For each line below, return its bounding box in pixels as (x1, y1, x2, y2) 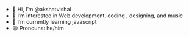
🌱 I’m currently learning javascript (12, 18, 97, 25)
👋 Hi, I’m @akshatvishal (12, 6, 71, 13)
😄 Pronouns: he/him (12, 24, 64, 32)
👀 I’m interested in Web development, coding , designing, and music (12, 12, 184, 19)
